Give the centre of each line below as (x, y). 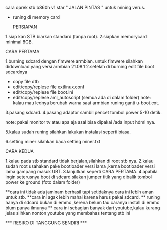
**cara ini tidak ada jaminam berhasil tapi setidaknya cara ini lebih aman (79, 192)
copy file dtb (26, 81)
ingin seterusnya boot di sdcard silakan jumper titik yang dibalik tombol (78, 177)
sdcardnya (16, 72)
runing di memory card (36, 17)
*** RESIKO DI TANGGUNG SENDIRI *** (46, 223)
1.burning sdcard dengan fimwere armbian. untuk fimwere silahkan (74, 61)
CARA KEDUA (19, 151)
